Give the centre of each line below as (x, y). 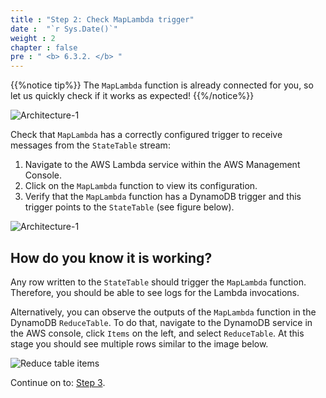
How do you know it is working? (111, 257)
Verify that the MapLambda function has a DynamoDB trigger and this (163, 197)
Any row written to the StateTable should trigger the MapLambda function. (158, 282)
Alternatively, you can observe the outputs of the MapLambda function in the (163, 312)
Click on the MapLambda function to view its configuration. (141, 186)
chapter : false (44, 47)
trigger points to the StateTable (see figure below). (129, 207)
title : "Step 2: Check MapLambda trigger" (102, 19)
